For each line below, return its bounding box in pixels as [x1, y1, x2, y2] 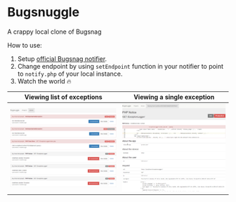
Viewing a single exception [133, 93, 215, 102]
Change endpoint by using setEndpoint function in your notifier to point [17, 62, 223, 70]
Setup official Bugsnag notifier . [17, 54, 107, 63]
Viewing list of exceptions [24, 93, 103, 102]
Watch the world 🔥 [17, 76, 72, 85]
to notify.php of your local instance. [17, 69, 123, 78]
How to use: [7, 41, 42, 49]
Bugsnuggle [7, 4, 79, 20]
